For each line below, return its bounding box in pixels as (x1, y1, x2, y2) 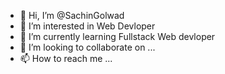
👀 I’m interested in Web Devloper (19, 20, 156, 32)
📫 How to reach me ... (19, 53, 113, 64)
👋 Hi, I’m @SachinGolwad (19, 10, 125, 21)
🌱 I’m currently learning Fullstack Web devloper (19, 31, 216, 42)
